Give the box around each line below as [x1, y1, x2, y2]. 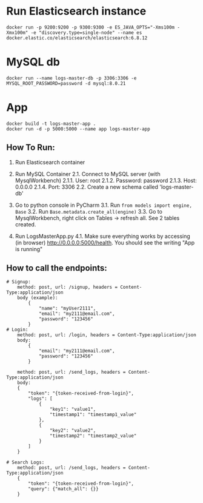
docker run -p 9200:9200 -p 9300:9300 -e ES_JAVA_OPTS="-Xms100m [6, 24, 175, 30]
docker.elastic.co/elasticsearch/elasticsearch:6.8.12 [6, 35, 148, 41]
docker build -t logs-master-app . [6, 120, 96, 127]
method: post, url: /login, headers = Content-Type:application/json [17, 332, 197, 338]
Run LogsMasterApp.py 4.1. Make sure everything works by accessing [15, 232, 191, 240]
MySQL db [6, 55, 61, 69]
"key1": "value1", [49, 407, 96, 413]
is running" [15, 245, 43, 252]
